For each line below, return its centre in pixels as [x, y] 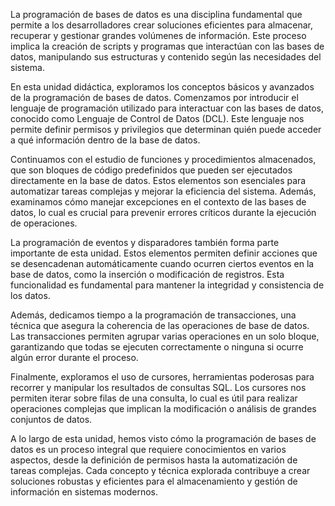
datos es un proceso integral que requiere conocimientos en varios [148, 449]
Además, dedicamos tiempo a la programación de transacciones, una [153, 315]
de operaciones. [44, 223]
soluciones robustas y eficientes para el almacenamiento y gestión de [154, 481]
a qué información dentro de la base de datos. [105, 140]
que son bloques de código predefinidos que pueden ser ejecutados [151, 170]
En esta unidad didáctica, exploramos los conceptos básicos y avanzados [162, 87]
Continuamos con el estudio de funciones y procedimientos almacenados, [163, 159]
